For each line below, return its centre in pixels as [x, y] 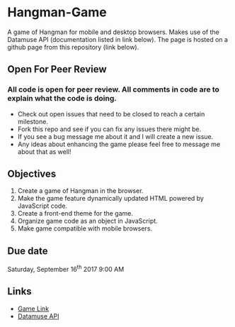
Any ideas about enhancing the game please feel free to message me [119, 144]
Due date [28, 251]
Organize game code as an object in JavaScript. [87, 221]
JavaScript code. [42, 206]
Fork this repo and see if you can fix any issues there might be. [109, 129]
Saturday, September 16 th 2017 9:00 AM [66, 268]
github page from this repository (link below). [73, 47]
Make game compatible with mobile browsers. [85, 228]
